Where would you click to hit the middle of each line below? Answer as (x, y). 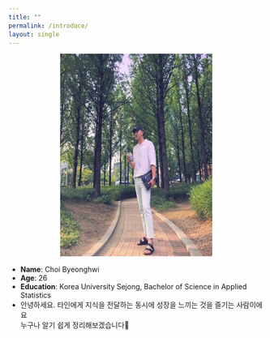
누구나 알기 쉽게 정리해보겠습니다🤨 (75, 325)
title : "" (25, 17)
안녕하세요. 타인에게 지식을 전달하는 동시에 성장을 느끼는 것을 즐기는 (127, 305)
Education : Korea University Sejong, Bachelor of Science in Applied (133, 287)
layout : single (34, 34)
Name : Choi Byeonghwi (60, 270)
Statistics (36, 295)
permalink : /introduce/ (49, 26)
